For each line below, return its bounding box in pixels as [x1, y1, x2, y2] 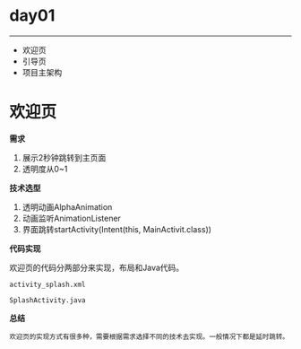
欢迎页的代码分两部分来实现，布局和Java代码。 [9, 262, 185, 273]
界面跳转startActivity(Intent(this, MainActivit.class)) [21, 223, 212, 234]
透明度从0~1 [21, 163, 68, 174]
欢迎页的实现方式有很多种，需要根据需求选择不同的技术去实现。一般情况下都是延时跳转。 [9, 332, 289, 341]
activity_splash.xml [9, 280, 87, 289]
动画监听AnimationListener [21, 213, 121, 223]
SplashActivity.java [9, 295, 87, 305]
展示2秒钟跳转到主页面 [21, 152, 107, 162]
